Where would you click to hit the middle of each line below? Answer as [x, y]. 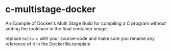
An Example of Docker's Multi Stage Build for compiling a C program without [86, 23]
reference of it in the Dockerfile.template [48, 43]
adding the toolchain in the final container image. [57, 28]
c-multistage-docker [51, 9]
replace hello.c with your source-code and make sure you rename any [80, 38]
